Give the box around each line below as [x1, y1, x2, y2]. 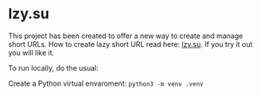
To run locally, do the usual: [8, 63, 99, 72]
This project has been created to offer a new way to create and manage [8, 31, 243, 40]
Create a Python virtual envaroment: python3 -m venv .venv [8, 79, 204, 88]
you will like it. [8, 48, 55, 57]
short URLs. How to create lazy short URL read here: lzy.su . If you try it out [8, 39, 253, 48]
